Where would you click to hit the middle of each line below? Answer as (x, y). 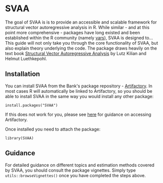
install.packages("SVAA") (31, 105)
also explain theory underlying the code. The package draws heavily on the (81, 48)
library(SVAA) (20, 138)
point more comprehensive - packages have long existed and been (73, 32)
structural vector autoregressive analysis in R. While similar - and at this (77, 27)
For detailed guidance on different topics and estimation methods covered (80, 165)
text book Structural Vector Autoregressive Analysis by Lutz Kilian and (76, 53)
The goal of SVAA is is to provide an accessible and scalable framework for (81, 22)
